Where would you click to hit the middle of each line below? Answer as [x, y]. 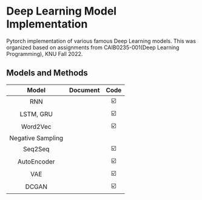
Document [84, 90]
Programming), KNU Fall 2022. [45, 53]
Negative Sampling [36, 138]
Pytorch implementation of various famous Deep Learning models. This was [101, 41]
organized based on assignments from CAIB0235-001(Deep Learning [93, 47]
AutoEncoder [36, 162]
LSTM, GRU [36, 114]
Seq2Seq [36, 149]
